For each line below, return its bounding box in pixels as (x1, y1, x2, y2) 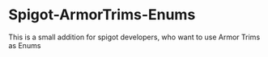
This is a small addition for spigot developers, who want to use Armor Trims (8, 32, 261, 42)
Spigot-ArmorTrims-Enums (8, 6, 196, 24)
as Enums (8, 40, 41, 50)
